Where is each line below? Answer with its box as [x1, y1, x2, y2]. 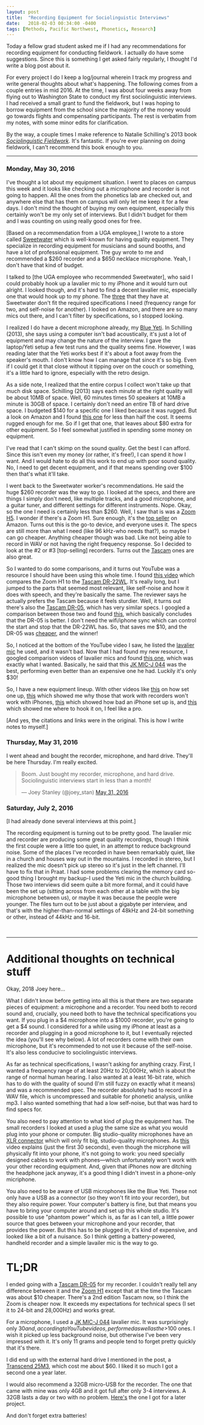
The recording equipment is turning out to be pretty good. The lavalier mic [6, 829, 192, 837]
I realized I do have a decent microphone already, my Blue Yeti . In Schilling [6, 324, 192, 331]
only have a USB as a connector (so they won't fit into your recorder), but [6, 1194, 190, 1202]
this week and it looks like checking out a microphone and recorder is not [6, 185, 189, 192]
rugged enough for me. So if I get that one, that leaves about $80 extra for [6, 419, 192, 427]
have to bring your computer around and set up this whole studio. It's [6, 1207, 180, 1214]
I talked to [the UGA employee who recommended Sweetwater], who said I [6, 273, 193, 280]
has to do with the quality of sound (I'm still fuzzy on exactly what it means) [6, 1080, 195, 1087]
